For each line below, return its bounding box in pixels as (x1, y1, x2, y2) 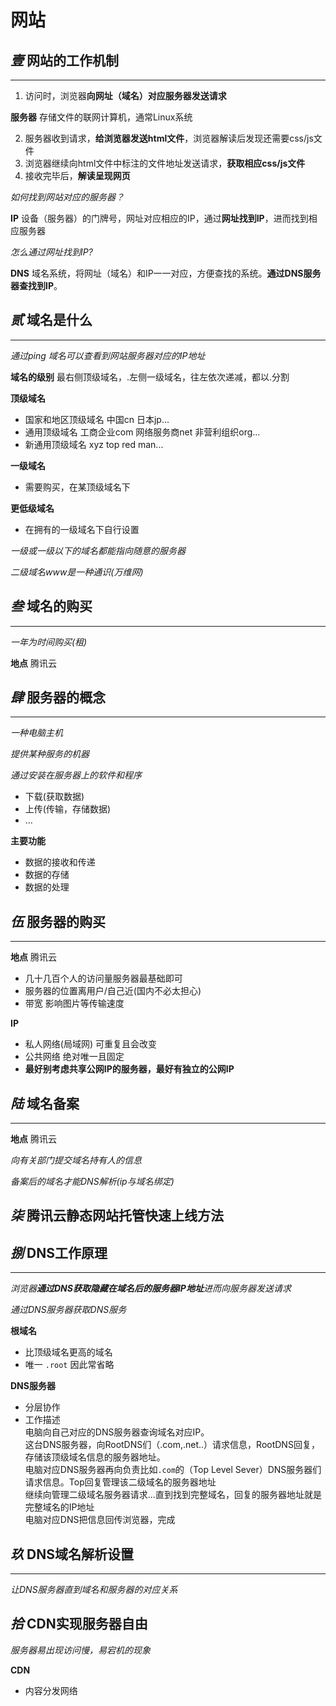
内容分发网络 (24, 1684, 78, 1696)
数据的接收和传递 (24, 856, 96, 868)
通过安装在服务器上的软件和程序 (10, 769, 142, 781)
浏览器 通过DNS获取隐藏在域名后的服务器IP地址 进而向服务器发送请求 (10, 1282, 292, 1295)
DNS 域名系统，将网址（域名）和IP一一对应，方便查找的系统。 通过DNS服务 (10, 267, 322, 279)
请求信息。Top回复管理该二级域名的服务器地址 (24, 1476, 217, 1488)
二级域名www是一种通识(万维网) (10, 566, 144, 578)
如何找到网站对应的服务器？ (10, 191, 125, 203)
